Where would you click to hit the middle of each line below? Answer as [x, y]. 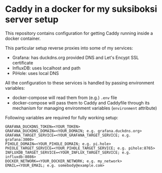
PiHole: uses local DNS [35, 73]
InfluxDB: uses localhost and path [46, 68]
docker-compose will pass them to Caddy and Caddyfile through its [81, 103]
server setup [32, 19]
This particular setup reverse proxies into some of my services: [69, 48]
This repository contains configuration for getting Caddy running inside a [79, 33]
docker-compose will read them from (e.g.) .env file [65, 98]
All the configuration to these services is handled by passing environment [80, 83]
